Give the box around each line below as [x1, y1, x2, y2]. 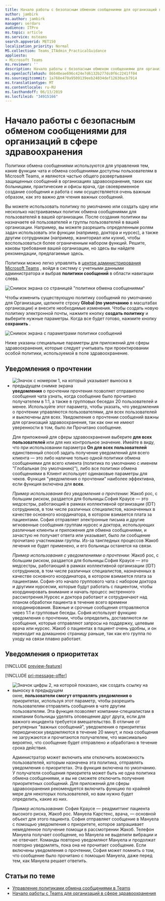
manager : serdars [5, 21, 41, 26]
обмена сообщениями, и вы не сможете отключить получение [12, 775, 145, 781]
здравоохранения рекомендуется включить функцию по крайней [12, 786, 150, 791]
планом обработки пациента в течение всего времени [12, 599, 127, 605]
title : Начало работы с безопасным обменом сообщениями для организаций [5, 7, 157, 12]
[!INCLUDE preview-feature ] [5, 663, 62, 669]
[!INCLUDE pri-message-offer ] [5, 673, 67, 678]
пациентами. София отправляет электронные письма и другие [12, 517, 145, 522]
